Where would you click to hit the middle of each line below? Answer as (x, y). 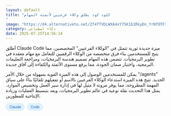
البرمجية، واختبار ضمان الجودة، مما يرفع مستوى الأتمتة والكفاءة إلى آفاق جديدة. (80, 64)
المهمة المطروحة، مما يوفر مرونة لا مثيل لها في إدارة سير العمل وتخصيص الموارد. (82, 85)
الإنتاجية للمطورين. (23, 96)
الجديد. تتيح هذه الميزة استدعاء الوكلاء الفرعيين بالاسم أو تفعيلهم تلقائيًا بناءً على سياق (85, 80)
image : (13, 24)
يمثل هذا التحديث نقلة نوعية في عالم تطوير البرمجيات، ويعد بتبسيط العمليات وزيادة (83, 90)
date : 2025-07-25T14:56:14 (34, 34)
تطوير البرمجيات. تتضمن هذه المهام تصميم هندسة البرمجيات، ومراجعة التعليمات (80, 59)
